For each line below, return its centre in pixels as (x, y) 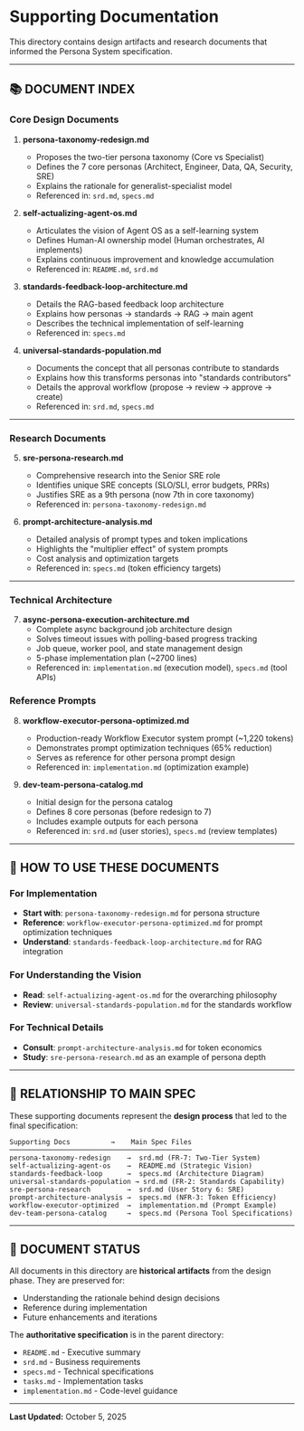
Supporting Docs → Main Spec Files (101, 1142)
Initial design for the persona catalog (104, 801)
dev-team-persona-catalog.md (83, 784)
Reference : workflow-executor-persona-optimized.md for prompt (142, 923)
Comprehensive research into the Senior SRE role (128, 475)
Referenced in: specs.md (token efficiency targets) (128, 568)
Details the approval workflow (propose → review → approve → (154, 387)
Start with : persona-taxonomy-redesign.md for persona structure (141, 913)
